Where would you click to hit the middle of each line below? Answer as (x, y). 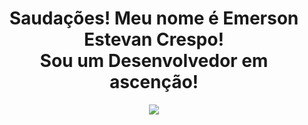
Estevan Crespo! (154, 39)
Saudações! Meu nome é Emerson (154, 18)
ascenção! (154, 82)
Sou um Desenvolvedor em (154, 61)
